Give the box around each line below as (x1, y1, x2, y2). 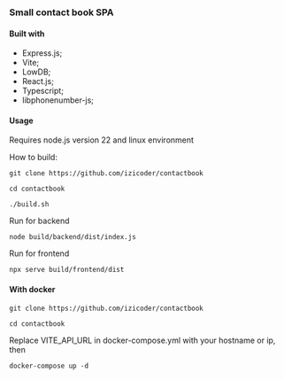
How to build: (9, 152, 58, 163)
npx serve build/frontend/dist (9, 266, 125, 275)
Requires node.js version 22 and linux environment (9, 135, 195, 145)
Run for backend (9, 215, 70, 227)
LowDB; (21, 66, 51, 77)
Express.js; (21, 48, 63, 58)
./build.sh (9, 200, 50, 209)
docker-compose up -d (9, 361, 89, 370)
